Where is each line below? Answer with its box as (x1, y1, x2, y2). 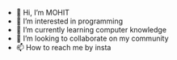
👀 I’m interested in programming (15, 16, 124, 26)
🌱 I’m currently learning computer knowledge (15, 25, 167, 34)
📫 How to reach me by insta (15, 43, 112, 52)
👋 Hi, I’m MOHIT (15, 8, 70, 17)
